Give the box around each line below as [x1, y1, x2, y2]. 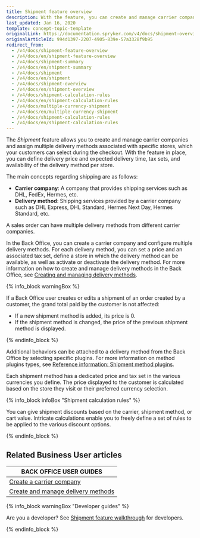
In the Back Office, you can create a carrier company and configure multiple [6, 239, 193, 247]
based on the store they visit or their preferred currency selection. [6, 385, 168, 392]
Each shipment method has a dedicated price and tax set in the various [6, 373, 180, 380]
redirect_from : [6, 42, 44, 48]
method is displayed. [14, 325, 67, 332]
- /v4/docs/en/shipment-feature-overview [11, 53, 116, 59]
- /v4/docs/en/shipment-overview [11, 87, 95, 93]
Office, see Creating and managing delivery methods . [6, 271, 137, 278]
